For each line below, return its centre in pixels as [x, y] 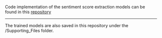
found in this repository [28, 12]
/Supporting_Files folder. [29, 31]
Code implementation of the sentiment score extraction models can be [75, 7]
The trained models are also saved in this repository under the [67, 25]
